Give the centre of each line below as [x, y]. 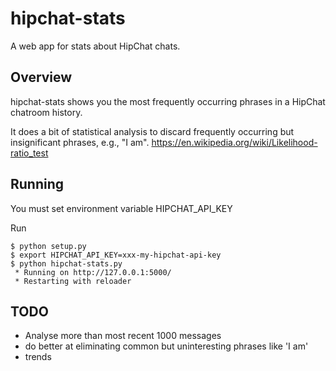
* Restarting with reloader [73, 281]
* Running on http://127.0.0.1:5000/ [93, 272]
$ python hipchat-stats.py [66, 263]
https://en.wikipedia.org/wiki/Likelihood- [234, 142]
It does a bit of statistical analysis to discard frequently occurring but [152, 131]
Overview [41, 77]
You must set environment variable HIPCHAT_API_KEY [121, 208]
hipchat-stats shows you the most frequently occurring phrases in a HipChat [168, 101]
